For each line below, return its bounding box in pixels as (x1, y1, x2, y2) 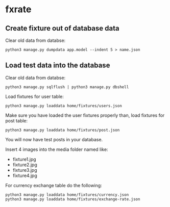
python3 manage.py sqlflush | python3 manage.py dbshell (5, 84, 129, 90)
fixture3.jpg (12, 167, 37, 173)
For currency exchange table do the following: (5, 182, 102, 188)
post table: (5, 117, 28, 123)
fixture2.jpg (12, 162, 37, 168)
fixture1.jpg (12, 156, 37, 162)
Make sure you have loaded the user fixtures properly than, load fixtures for (5, 112, 165, 118)
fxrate (5, 4, 32, 15)
